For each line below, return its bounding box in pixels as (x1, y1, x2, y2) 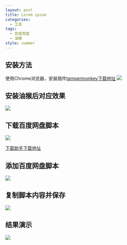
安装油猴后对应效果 (5, 91, 66, 100)
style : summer (5, 41, 36, 46)
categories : (5, 17, 30, 22)
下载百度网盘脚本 (5, 121, 59, 130)
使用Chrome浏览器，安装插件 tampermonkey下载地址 (5, 75, 116, 81)
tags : (5, 26, 17, 32)
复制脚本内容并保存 (5, 191, 66, 200)
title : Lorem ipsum (5, 12, 47, 17)
